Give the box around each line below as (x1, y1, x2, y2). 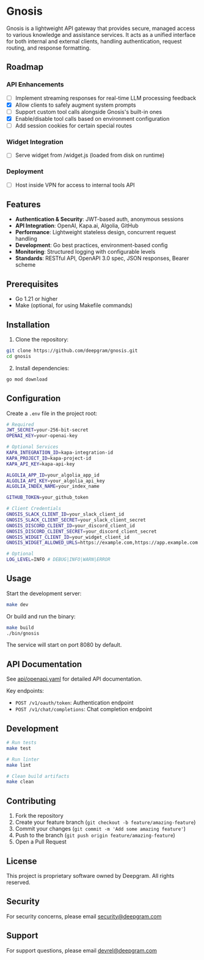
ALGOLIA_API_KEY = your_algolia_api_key (6, 478, 105, 484)
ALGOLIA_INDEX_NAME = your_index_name (6, 483, 100, 490)
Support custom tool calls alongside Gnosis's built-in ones (15, 108, 162, 115)
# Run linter (6, 756, 40, 763)
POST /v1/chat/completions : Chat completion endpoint (15, 706, 153, 713)
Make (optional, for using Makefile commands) (15, 302, 133, 309)
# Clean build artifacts (6, 773, 70, 779)
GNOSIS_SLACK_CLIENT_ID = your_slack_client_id (6, 511, 124, 517)
